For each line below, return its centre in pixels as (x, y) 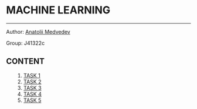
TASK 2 (32, 82)
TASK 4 (33, 94)
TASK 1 (32, 75)
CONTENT (26, 61)
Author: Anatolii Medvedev (38, 31)
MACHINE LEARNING (58, 10)
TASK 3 (33, 87)
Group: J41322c (26, 43)
